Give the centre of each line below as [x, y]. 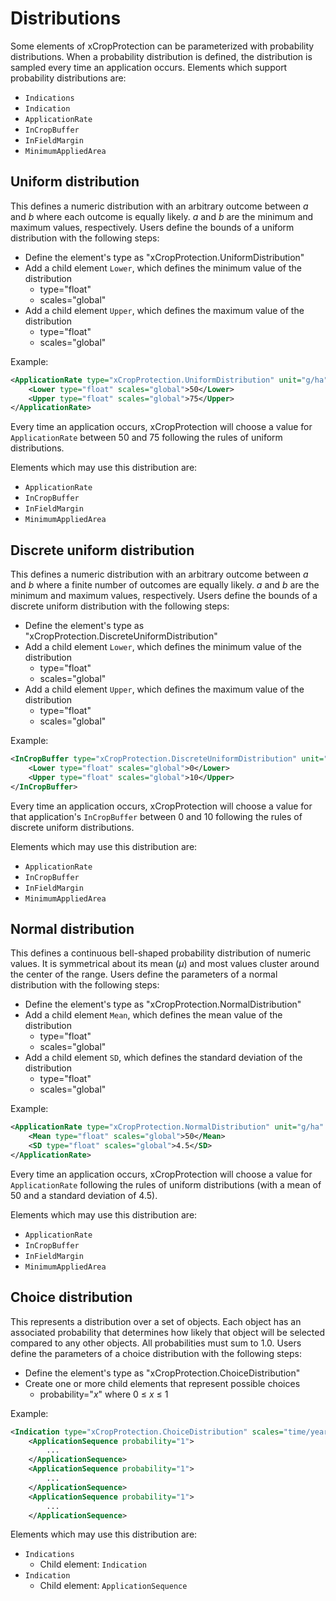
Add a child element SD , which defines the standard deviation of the [163, 1058]
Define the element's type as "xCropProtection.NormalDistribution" [163, 1004]
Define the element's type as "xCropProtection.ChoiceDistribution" [162, 1373]
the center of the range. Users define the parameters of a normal [144, 974]
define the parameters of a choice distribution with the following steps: [156, 1353]
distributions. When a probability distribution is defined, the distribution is [161, 56]
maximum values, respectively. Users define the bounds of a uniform [152, 227]
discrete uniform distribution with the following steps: [120, 606]
